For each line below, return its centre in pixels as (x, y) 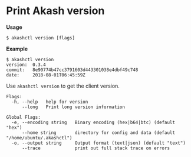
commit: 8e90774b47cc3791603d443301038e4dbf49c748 (72, 70)
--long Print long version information (73, 107)
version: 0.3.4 (26, 65)
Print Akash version (55, 11)
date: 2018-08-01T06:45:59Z (46, 75)
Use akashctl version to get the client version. (63, 86)
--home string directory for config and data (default (98, 133)
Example (17, 49)
